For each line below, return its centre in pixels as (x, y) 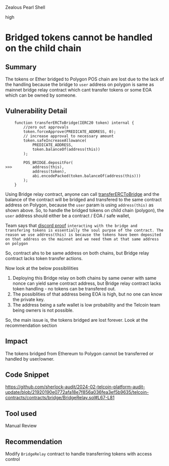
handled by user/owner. (30, 359)
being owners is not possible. (43, 310)
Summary (21, 67)
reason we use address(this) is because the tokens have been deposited (83, 235)
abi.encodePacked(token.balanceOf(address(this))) (87, 176)
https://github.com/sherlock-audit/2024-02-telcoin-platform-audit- (75, 387)
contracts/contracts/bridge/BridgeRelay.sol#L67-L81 (60, 398)
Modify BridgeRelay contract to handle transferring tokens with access (79, 454)
